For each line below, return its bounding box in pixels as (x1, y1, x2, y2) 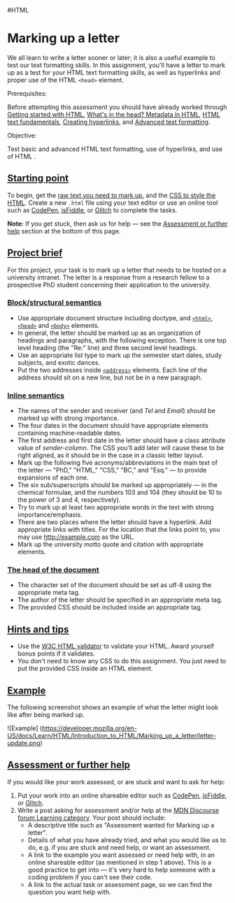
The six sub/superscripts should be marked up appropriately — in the (17, 481, 218, 489)
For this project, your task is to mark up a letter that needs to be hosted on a (7, 266, 227, 274)
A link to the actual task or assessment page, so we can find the (27, 880, 213, 888)
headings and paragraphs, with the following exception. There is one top (17, 335, 227, 345)
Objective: (7, 131, 37, 139)
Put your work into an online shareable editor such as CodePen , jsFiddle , (17, 791, 227, 800)
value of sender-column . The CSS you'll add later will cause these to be (17, 444, 224, 452)
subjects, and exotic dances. (17, 358, 100, 366)
